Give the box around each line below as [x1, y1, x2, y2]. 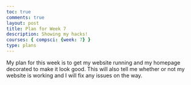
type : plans [6, 43, 36, 49]
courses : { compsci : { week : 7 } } [6, 37, 91, 43]
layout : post [6, 20, 39, 26]
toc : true [6, 8, 32, 15]
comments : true [6, 14, 45, 20]
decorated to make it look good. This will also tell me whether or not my [6, 65, 185, 72]
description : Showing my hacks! [6, 31, 88, 37]
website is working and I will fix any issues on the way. [6, 72, 142, 79]
